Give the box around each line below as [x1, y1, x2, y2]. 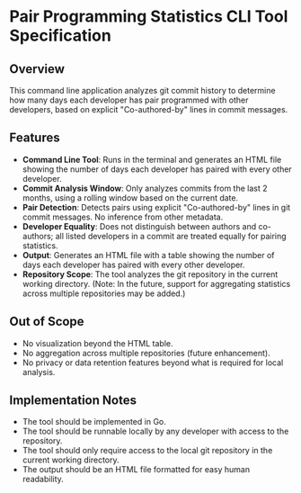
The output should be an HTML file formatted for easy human [22, 464, 250, 475]
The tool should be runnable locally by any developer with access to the [22, 426, 289, 437]
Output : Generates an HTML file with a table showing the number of [22, 249, 276, 260]
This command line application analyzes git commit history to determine [9, 85, 276, 95]
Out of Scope [9, 314, 84, 329]
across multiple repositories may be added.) [22, 288, 186, 299]
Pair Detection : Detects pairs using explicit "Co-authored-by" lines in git [22, 202, 291, 212]
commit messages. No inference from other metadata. [22, 211, 224, 222]
